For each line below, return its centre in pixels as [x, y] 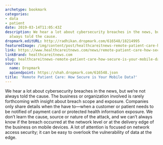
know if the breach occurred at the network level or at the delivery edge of [80, 122]
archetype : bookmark [26, 9]
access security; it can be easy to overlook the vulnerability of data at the [78, 132]
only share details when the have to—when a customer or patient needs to [79, 106]
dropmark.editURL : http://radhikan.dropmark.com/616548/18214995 [72, 41]
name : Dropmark [25, 68]
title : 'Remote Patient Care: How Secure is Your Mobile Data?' [71, 77]
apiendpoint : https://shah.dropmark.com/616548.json [64, 73]
